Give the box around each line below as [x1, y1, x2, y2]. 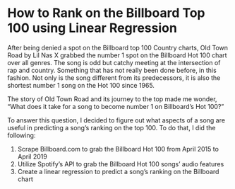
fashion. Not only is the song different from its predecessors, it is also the [7, 73, 221, 82]
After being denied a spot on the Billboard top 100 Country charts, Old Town [7, 43, 228, 52]
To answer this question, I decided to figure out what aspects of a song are [7, 115, 226, 125]
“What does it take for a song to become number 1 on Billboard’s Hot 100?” [7, 102, 224, 110]
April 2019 [17, 152, 47, 161]
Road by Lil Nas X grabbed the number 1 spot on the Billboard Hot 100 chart [7, 51, 227, 59]
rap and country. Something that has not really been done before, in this [7, 66, 217, 74]
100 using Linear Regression [7, 20, 178, 36]
